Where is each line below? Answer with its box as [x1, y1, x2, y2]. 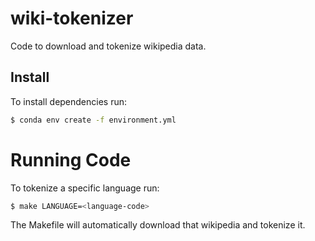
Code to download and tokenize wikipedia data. [10, 40, 207, 52]
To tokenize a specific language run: [10, 182, 160, 194]
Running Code [10, 148, 132, 171]
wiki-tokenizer [10, 7, 134, 30]
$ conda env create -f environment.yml [10, 115, 177, 125]
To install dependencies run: [10, 95, 128, 107]
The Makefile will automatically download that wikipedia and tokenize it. [10, 219, 306, 231]
